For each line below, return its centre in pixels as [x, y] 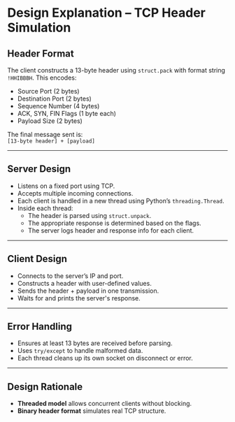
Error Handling [40, 327]
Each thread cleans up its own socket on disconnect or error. [105, 358]
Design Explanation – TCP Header [107, 13]
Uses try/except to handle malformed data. [80, 351]
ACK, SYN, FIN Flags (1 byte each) [67, 114]
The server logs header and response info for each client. [111, 230]
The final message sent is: [45, 134]
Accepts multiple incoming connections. [75, 193]
